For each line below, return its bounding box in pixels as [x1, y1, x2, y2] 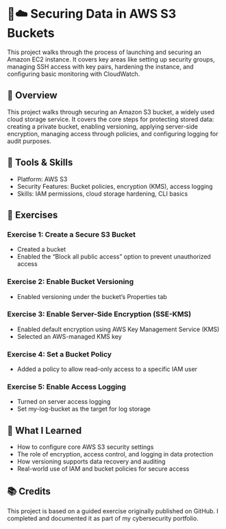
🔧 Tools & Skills [7, 157, 73, 168]
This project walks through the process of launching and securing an [7, 48, 202, 56]
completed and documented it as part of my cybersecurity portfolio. [7, 515, 199, 523]
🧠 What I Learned [7, 424, 82, 436]
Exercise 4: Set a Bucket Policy [7, 349, 112, 359]
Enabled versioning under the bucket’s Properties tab [16, 292, 168, 300]
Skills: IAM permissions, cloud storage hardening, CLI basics [16, 190, 188, 198]
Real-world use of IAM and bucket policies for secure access [16, 465, 190, 473]
